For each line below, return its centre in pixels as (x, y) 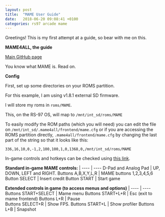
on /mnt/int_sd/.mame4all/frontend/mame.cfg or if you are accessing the (79, 130)
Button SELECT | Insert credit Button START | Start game (63, 179)
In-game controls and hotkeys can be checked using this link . (68, 158)
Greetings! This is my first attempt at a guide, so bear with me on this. (76, 38)
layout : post (19, 10)
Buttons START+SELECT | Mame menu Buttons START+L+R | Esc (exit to (79, 194)
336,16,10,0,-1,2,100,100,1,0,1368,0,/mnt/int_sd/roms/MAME (68, 149)
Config (12, 76)
